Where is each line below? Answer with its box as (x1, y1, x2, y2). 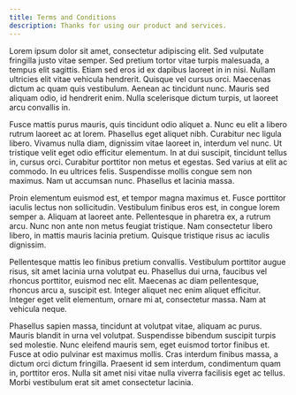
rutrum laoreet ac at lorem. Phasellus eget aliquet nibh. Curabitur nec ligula (9, 128, 282, 139)
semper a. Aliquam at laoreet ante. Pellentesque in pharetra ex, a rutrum (9, 211, 271, 222)
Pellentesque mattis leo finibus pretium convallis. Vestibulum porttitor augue (9, 256, 286, 267)
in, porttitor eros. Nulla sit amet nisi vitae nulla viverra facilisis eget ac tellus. (9, 368, 285, 378)
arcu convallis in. (9, 102, 71, 112)
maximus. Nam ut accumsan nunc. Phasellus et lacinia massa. (9, 175, 235, 186)
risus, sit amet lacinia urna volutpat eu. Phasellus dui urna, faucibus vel (9, 266, 268, 277)
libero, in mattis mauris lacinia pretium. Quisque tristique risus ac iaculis (9, 230, 270, 240)
